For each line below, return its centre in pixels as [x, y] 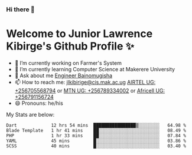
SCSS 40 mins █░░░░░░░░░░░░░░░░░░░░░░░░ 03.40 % [96, 146]
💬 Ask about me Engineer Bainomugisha [64, 75]
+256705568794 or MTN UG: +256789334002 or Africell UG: [90, 90]
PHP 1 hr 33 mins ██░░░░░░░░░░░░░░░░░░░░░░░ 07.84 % [96, 136]
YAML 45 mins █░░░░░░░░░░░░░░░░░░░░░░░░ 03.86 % [96, 141]
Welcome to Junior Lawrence [79, 34]
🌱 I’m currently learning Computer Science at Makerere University [95, 69]
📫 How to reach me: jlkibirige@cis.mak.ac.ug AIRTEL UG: [85, 82]
